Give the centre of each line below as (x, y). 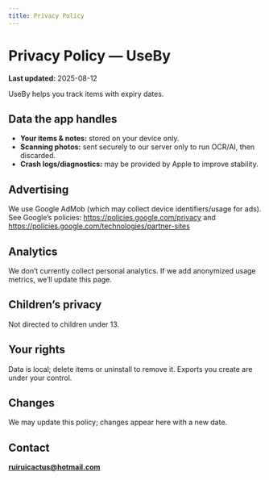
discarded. (38, 156)
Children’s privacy (55, 305)
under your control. (40, 378)
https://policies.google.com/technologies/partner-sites (99, 226)
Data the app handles (63, 119)
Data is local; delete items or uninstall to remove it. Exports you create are (130, 369)
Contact (29, 447)
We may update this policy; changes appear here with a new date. (118, 422)
